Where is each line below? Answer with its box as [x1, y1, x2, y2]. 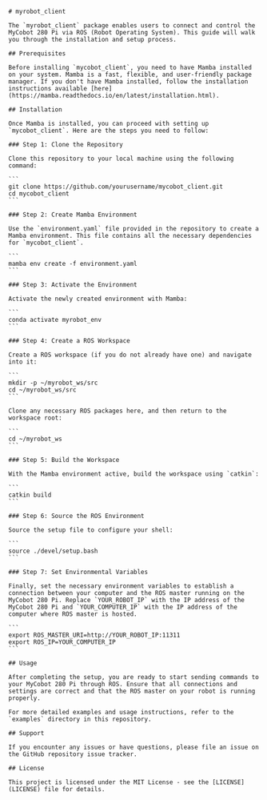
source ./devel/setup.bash [8, 547, 98, 555]
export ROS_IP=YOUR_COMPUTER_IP [8, 638, 116, 646]
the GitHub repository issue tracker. [8, 750, 137, 758]
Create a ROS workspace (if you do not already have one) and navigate [8, 351, 252, 359]
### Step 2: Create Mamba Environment [8, 211, 137, 219]
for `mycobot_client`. [8, 239, 84, 247]
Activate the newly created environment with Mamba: [8, 295, 188, 303]
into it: [8, 358, 38, 366]
